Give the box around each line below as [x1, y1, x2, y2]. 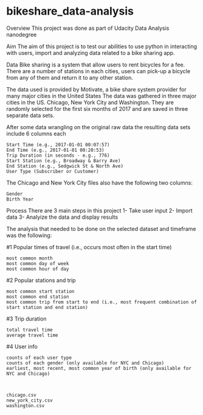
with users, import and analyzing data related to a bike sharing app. [6, 49, 175, 56]
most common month [6, 255, 53, 261]
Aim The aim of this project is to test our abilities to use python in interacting [6, 43, 198, 50]
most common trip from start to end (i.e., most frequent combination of [6, 299, 198, 305]
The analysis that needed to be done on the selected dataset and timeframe [6, 225, 196, 232]
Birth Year [6, 196, 34, 202]
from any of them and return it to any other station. [6, 74, 134, 81]
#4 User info [6, 342, 38, 350]
